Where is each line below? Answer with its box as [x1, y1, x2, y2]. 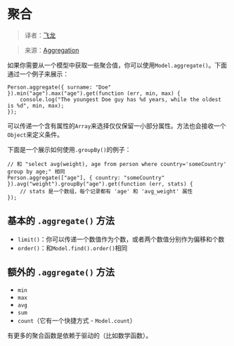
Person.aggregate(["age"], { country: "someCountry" [7, 174, 165, 181]
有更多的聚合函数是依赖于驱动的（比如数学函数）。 [7, 331, 152, 340]
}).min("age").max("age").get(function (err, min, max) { [7, 89, 181, 97]
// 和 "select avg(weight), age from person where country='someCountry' [7, 160, 227, 167]
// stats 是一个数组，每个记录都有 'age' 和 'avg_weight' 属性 [20, 188, 193, 195]
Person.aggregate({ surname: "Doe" [7, 84, 112, 91]
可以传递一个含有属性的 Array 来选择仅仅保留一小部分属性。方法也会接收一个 [7, 121, 226, 130]
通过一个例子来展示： [7, 70, 69, 78]
